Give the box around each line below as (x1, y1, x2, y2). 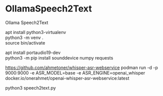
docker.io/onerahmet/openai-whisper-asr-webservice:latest (5, 75, 130, 81)
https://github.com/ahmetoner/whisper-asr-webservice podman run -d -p (5, 64, 158, 70)
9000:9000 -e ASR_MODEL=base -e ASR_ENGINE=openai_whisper (5, 69, 145, 75)
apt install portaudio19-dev (5, 49, 61, 55)
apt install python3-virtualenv (5, 29, 66, 35)
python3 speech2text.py (5, 84, 56, 90)
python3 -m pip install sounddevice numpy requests (5, 54, 113, 60)
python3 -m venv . (5, 34, 44, 40)
